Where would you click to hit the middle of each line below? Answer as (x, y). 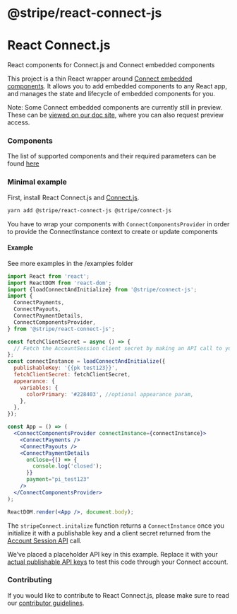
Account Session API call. (45, 540)
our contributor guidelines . (46, 603)
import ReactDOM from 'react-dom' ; (60, 283)
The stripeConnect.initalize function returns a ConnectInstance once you (116, 526)
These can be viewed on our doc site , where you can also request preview (116, 115)
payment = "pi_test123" (58, 480)
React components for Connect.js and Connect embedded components (111, 65)
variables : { (39, 388)
